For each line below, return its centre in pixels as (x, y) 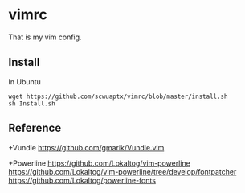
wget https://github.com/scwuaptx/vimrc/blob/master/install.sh (118, 96)
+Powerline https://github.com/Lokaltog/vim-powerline (99, 163)
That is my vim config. (45, 37)
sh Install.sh (32, 103)
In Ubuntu (25, 81)
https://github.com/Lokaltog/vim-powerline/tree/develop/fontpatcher (122, 171)
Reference (35, 128)
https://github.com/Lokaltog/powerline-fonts (82, 180)
